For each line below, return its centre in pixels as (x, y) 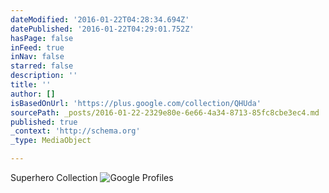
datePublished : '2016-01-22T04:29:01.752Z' (102, 29)
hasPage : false (42, 38)
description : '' (44, 76)
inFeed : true (37, 47)
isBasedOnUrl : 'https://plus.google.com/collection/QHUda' (136, 103)
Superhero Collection (54, 177)
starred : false (42, 66)
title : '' (31, 85)
